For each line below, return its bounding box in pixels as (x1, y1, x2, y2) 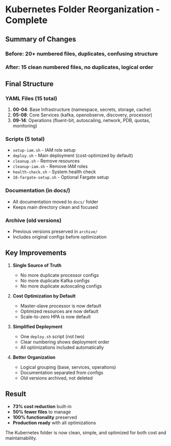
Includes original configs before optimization (12, 234, 107, 240)
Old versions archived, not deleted (20, 374, 93, 381)
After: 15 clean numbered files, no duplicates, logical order (5, 64, 154, 71)
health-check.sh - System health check (12, 169, 96, 175)
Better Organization (12, 354, 56, 360)
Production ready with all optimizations (12, 419, 96, 426)
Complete (5, 14, 48, 26)
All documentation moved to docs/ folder (12, 198, 99, 205)
